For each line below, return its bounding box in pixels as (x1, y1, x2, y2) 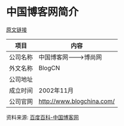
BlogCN (38, 63, 60, 72)
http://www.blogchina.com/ (38, 97, 115, 105)
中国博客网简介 (6, 5, 79, 19)
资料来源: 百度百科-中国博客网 (6, 114, 79, 121)
